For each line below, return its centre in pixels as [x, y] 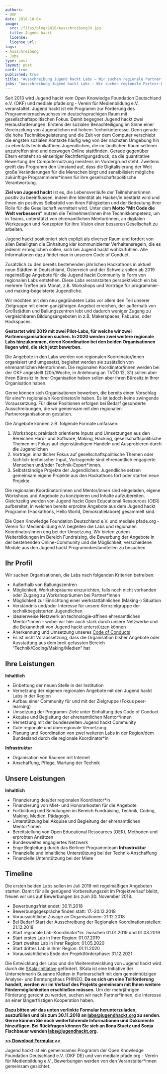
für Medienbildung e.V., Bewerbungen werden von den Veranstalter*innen [81, 1061]
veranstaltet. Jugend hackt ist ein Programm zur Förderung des [70, 108]
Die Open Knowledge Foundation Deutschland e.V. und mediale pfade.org [81, 521]
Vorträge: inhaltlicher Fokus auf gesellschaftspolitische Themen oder [83, 454]
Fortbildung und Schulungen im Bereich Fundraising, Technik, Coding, [84, 811]
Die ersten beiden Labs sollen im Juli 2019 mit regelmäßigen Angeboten [79, 885]
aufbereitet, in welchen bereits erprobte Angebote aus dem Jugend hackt [80, 506]
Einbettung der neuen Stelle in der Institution [58, 685]
